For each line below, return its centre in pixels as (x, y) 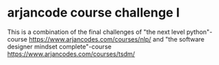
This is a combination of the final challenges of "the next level (96, 32)
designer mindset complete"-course (59, 46)
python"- (199, 32)
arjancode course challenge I (93, 13)
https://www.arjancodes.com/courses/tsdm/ (71, 54)
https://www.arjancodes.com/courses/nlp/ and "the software (117, 39)
